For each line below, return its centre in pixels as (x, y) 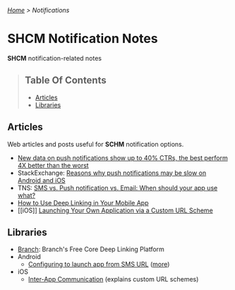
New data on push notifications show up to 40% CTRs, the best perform (122, 157)
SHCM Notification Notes (83, 39)
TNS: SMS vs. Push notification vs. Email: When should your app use (117, 188)
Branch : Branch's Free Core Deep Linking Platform (91, 249)
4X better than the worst (53, 165)
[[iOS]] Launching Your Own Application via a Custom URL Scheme (115, 210)
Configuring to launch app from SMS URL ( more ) (99, 265)
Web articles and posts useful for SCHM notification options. (96, 144)
